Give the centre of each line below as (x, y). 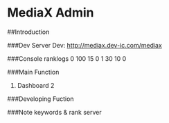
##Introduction (28, 32)
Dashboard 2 (36, 85)
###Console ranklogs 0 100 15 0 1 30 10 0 (67, 58)
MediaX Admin (51, 13)
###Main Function (33, 72)
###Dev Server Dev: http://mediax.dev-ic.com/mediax (85, 45)
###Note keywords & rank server (54, 112)
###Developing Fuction (41, 99)
